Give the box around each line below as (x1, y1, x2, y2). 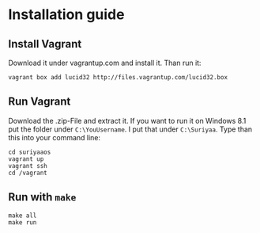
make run (8, 218, 37, 227)
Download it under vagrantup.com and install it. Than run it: (8, 58, 202, 67)
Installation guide (8, 6, 125, 24)
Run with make (8, 190, 77, 204)
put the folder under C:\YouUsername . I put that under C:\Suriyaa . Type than (8, 124, 253, 134)
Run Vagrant (8, 95, 71, 109)
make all (8, 212, 37, 220)
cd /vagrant (8, 169, 47, 177)
